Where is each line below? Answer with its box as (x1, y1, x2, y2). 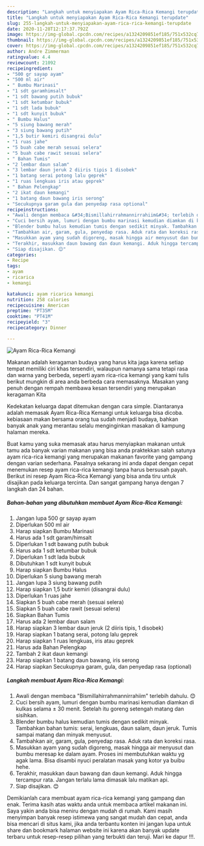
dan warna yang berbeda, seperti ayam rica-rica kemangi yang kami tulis (7, 371, 189, 378)
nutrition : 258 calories (7, 296, 70, 302)
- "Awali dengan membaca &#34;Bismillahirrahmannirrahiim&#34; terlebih (7, 212, 194, 219)
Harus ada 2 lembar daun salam (15, 618, 96, 625)
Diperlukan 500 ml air (15, 520, 70, 528)
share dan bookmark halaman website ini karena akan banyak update (7, 827, 180, 834)
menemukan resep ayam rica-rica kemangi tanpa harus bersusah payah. (7, 466, 188, 473)
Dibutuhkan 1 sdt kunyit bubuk (15, 559, 91, 567)
